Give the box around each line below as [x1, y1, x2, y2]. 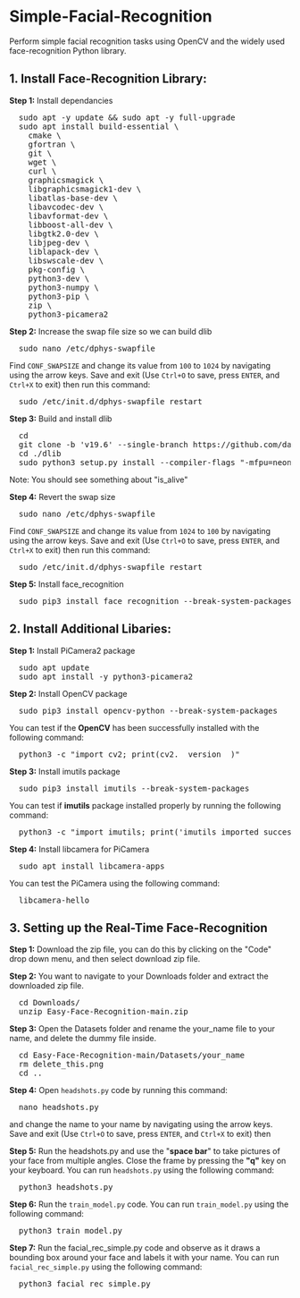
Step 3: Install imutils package [9, 766, 121, 776]
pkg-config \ [28, 264, 85, 275]
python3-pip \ [28, 291, 90, 301]
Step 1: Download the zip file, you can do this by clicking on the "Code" [9, 944, 272, 954]
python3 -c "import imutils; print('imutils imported [18, 827, 259, 837]
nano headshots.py [18, 1102, 100, 1113]
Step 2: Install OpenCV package [9, 688, 128, 699]
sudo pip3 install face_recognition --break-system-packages [18, 596, 292, 606]
